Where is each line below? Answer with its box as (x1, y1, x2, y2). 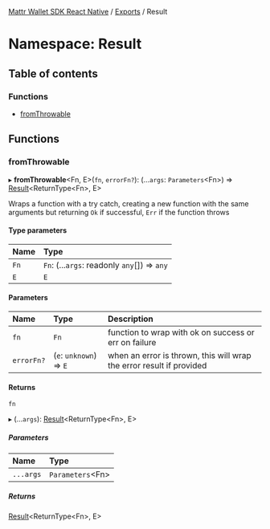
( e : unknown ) (53, 349, 98, 360)
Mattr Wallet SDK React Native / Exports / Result (8, 7, 168, 16)
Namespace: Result (8, 35, 142, 53)
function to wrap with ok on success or (107, 327, 255, 338)
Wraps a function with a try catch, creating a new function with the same (8, 198, 249, 208)
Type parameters (8, 226, 67, 235)
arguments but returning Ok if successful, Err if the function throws (8, 207, 230, 217)
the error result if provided (107, 360, 207, 371)
